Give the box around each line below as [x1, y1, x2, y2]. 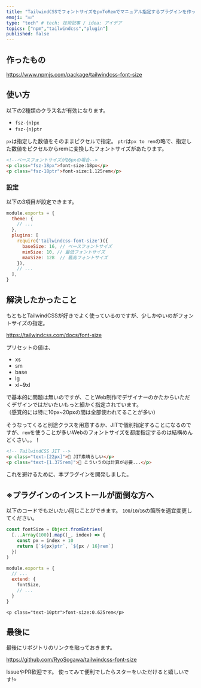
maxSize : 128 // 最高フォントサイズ [22, 254, 108, 260]
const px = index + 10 [17, 538, 74, 544]
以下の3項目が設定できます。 [6, 198, 78, 205]
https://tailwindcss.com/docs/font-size [6, 331, 102, 338]
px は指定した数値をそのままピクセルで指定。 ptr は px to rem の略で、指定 [6, 137, 187, 144]
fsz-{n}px [14, 120, 40, 126]
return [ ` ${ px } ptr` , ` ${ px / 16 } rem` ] [17, 543, 114, 549]
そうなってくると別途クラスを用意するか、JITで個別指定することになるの [6, 421, 187, 428]
